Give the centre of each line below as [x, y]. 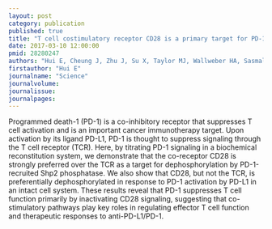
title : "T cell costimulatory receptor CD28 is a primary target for [128, 38]
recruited [23, 173]
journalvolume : [34, 83]
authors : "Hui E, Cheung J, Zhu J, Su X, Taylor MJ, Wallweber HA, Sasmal [137, 61]
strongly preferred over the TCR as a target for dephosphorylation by [123, 165]
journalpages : [32, 99]
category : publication [47, 23]
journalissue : [32, 91]
